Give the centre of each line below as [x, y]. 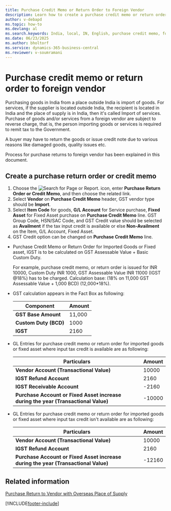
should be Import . [32, 204]
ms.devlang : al [21, 29]
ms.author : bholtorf [27, 43]
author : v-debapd [24, 19]
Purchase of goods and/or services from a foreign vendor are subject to [81, 119]
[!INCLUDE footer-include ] [32, 503]
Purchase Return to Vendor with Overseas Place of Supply [66, 494]
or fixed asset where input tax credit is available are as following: [80, 349]
